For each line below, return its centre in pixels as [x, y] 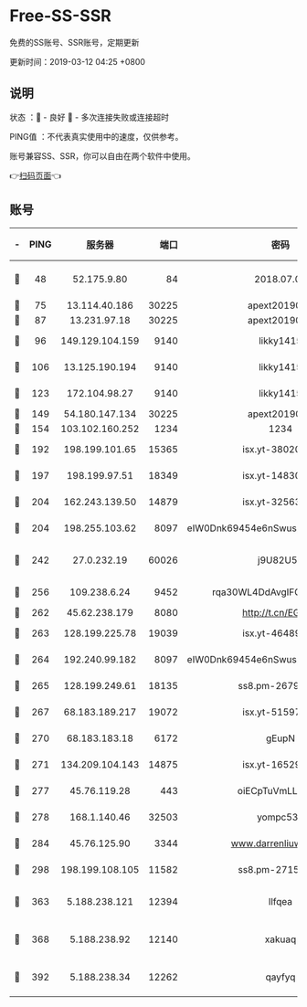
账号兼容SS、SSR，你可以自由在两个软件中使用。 [102, 155]
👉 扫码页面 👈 [36, 175]
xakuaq [281, 939]
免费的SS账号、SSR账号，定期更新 [74, 42]
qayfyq [281, 977]
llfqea [281, 901]
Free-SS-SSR [60, 16]
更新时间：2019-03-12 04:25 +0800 [78, 61]
